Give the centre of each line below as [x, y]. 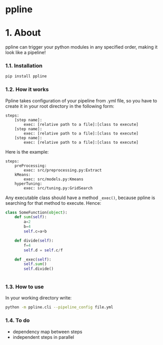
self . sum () [35, 264]
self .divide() [39, 269]
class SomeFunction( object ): [36, 212]
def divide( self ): [34, 241]
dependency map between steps [47, 332]
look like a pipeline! [26, 53]
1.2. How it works [27, 90]
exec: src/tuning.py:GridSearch [58, 188]
